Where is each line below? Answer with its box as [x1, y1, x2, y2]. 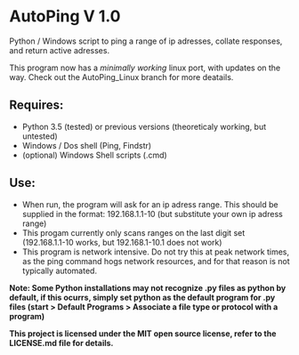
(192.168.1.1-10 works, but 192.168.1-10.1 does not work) [21, 237, 222, 247]
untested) [21, 131, 58, 141]
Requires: [9, 98, 64, 113]
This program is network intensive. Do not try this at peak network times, [21, 246, 289, 257]
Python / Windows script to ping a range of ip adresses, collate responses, [9, 36, 283, 46]
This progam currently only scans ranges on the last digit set [21, 227, 246, 238]
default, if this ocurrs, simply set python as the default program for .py [9, 292, 276, 303]
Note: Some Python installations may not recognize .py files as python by [9, 282, 287, 293]
